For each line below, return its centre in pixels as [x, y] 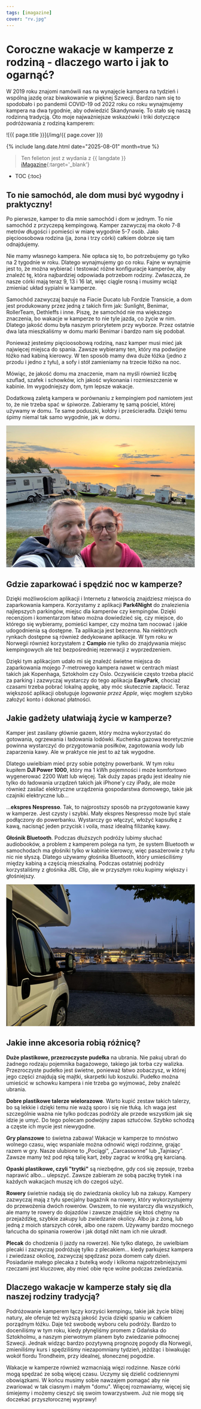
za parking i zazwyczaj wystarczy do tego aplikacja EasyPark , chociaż [93, 680]
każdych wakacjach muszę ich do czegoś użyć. [65, 1181]
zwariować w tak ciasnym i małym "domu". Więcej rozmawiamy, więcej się [98, 1386]
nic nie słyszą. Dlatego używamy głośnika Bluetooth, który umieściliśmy [95, 857]
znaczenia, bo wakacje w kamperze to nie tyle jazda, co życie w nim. [91, 319]
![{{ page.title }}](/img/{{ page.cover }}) [55, 135]
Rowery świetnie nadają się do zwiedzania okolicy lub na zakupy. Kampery [99, 1193]
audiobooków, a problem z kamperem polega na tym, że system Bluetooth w [100, 844]
